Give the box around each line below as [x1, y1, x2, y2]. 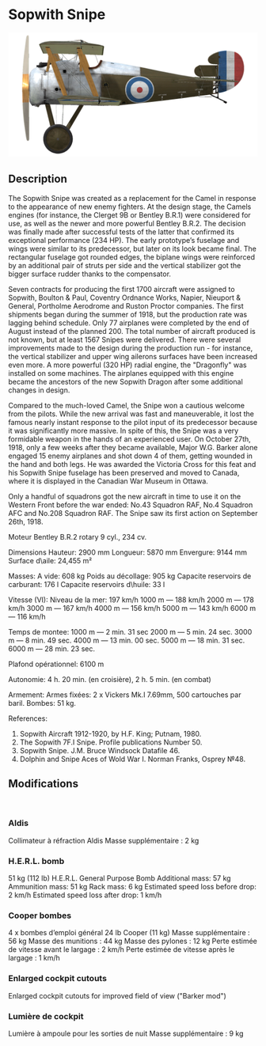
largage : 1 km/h [8, 953, 61, 963]
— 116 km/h [8, 612, 46, 621]
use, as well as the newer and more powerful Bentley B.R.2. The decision [8, 218, 246, 228]
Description [8, 172, 67, 186]
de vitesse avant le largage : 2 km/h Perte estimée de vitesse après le [8, 945, 235, 954]
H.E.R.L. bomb [8, 855, 65, 866]
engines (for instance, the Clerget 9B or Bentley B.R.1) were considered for [8, 210, 251, 219]
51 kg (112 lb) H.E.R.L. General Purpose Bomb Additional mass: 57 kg [8, 874, 231, 883]
